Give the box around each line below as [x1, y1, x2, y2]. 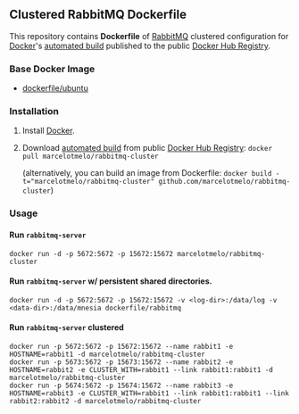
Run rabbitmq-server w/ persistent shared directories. [9, 276, 212, 286]
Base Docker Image [9, 62, 96, 75]
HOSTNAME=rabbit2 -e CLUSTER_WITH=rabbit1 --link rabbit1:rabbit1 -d [9, 365, 274, 374]
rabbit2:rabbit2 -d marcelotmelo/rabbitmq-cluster [9, 396, 202, 405]
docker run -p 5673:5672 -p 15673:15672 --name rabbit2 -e [9, 357, 234, 367]
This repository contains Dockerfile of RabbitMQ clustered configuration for [9, 30, 289, 41]
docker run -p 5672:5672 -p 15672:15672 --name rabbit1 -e [9, 342, 234, 351]
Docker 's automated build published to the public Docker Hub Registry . [9, 40, 270, 51]
